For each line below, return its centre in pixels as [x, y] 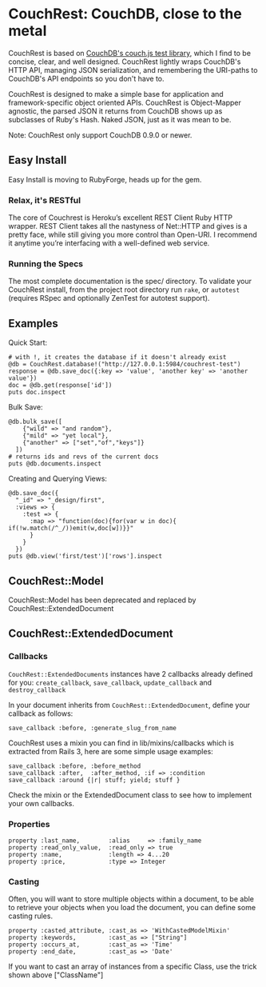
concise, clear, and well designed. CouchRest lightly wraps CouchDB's [125, 62]
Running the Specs [46, 263]
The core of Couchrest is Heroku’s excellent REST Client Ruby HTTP [121, 218]
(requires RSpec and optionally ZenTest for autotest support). [109, 298]
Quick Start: [28, 343]
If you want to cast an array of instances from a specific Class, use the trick [133, 967]
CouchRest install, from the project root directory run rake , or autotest [124, 290]
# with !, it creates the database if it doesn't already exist [117, 358]
